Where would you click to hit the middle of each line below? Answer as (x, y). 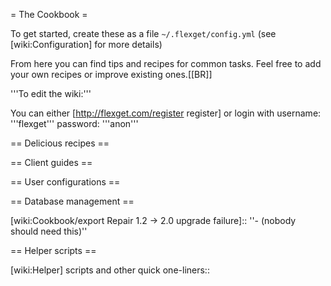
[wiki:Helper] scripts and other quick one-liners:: (110, 270)
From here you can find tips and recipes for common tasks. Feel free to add (166, 63)
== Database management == (72, 201)
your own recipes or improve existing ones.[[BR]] (111, 74)
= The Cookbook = (49, 14)
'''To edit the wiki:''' (51, 93)
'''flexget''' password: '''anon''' (74, 123)
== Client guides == (51, 162)
